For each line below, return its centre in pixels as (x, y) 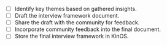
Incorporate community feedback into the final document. (87, 29)
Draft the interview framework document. (67, 16)
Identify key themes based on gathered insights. (76, 9)
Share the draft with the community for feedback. (77, 22)
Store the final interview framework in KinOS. (72, 36)
